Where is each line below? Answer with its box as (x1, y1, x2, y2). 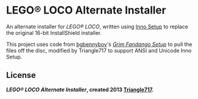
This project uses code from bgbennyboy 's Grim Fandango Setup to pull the (6, 41, 193, 48)
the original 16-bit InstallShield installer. (6, 29, 102, 36)
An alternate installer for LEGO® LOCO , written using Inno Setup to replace (6, 23, 189, 30)
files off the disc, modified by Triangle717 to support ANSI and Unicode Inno (6, 47, 192, 54)
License (6, 70, 36, 80)
